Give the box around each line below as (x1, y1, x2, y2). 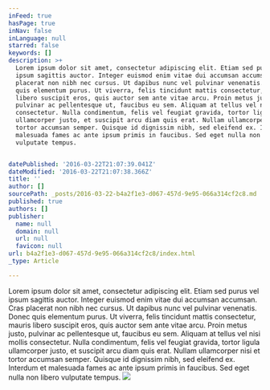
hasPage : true (8, 19, 56, 27)
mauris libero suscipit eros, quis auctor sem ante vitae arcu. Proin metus (8, 320, 247, 330)
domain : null (15, 227, 59, 235)
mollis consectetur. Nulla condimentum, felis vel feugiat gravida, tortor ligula (8, 337, 260, 347)
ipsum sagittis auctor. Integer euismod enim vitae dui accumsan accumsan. (8, 295, 258, 304)
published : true (8, 197, 63, 205)
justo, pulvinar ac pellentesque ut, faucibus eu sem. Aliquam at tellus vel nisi (8, 328, 261, 338)
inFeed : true (8, 11, 52, 20)
